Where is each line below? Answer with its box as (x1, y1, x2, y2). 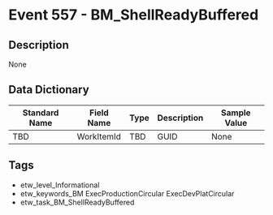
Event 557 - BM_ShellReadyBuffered (8, 6, 259, 24)
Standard (22, 107, 59, 118)
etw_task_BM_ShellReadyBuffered (19, 197, 135, 207)
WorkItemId (76, 131, 122, 142)
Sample (220, 107, 251, 118)
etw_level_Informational (19, 180, 100, 190)
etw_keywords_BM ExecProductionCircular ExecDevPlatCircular (19, 188, 235, 198)
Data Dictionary (8, 83, 89, 97)
